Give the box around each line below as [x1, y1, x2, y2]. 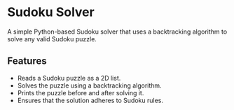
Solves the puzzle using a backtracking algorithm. [17, 81, 163, 90]
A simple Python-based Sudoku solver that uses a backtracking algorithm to [7, 27, 228, 36]
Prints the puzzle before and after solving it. [17, 88, 144, 97]
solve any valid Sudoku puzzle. [7, 34, 97, 43]
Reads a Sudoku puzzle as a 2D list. [17, 74, 121, 82]
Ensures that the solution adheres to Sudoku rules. [17, 96, 163, 104]
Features [7, 55, 47, 67]
